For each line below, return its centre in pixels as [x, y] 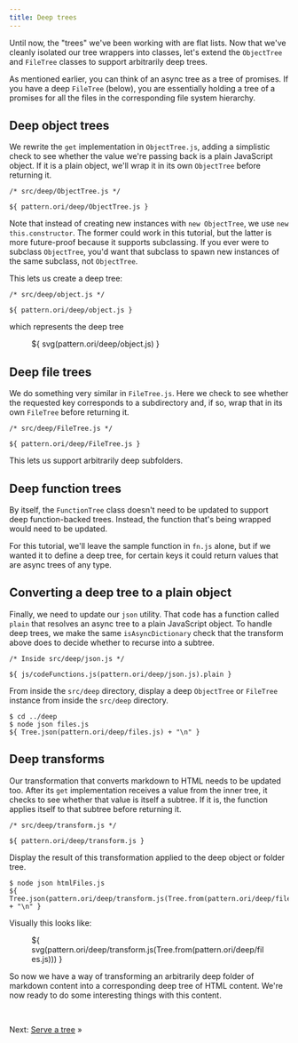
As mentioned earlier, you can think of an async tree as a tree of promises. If [149, 79]
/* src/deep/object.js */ [57, 295]
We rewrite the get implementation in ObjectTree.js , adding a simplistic [140, 147]
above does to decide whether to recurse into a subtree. [112, 642]
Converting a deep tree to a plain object [121, 593]
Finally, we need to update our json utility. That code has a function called [144, 614]
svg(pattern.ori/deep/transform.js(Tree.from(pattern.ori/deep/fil [148, 949]
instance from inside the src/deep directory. [89, 700]
